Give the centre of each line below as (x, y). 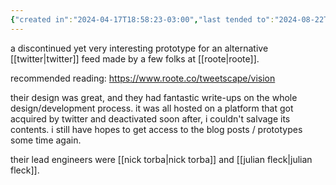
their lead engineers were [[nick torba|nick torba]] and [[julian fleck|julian (161, 159)
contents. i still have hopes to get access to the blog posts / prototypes (156, 129)
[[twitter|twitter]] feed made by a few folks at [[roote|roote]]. (135, 58)
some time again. (46, 140)
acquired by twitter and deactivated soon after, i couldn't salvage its (150, 118)
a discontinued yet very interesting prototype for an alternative (139, 48)
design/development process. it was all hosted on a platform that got (152, 108)
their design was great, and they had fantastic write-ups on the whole (154, 97)
